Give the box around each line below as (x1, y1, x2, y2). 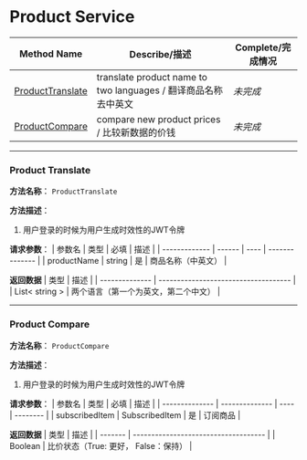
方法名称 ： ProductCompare (9, 340, 110, 350)
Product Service (9, 6, 135, 27)
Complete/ (234, 41, 282, 54)
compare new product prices (96, 112, 221, 125)
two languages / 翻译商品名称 (96, 84, 224, 97)
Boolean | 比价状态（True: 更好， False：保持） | (9, 440, 193, 451)
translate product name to (96, 70, 208, 83)
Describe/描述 (129, 47, 192, 60)
